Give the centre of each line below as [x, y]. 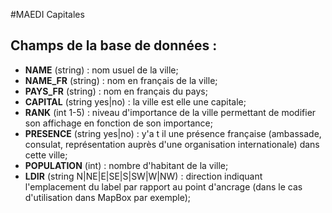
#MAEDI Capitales [47, 14]
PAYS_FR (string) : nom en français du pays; [116, 91]
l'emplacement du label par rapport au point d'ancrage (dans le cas [163, 186]
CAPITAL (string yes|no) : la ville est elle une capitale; [135, 101]
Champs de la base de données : [114, 45]
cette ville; [46, 155]
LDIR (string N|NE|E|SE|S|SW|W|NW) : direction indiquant [143, 176]
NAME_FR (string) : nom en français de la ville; [121, 80]
